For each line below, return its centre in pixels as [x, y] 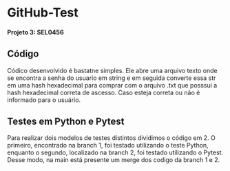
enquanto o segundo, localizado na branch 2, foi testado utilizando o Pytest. [115, 152]
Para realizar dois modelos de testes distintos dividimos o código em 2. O [111, 138]
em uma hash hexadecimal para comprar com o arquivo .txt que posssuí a [112, 85]
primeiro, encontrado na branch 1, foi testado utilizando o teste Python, [108, 145]
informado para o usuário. [44, 100]
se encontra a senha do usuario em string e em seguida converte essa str [112, 78]
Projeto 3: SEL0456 [35, 32]
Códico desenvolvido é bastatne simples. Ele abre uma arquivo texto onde [113, 70]
